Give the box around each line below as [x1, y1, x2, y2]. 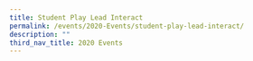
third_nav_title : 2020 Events [9, 38, 124, 48]
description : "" [9, 30, 70, 39]
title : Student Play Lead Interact [9, 13, 144, 22]
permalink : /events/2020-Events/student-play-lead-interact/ [9, 22, 245, 30]
